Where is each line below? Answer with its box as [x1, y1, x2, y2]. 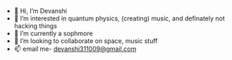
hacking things [13, 22, 58, 30]
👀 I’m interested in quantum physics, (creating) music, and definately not [13, 14, 226, 23]
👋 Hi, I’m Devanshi [13, 7, 67, 15]
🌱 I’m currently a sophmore [13, 29, 93, 37]
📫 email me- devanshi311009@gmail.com [13, 44, 137, 53]
